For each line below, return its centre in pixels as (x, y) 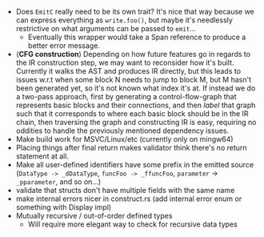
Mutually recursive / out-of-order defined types (94, 216)
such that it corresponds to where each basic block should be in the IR (132, 114)
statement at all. (42, 156)
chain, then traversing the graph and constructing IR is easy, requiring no (136, 122)
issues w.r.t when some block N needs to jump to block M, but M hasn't (134, 80)
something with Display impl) (64, 207)
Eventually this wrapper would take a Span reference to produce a (137, 37)
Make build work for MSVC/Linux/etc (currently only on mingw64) (124, 139)
